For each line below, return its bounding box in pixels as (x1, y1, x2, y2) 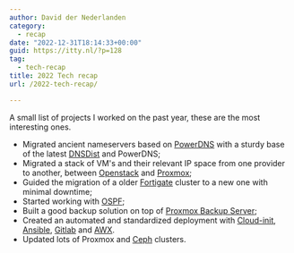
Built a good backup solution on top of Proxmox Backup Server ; (22, 205, 257, 215)
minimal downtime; (22, 186, 92, 197)
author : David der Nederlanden (9, 13, 126, 22)
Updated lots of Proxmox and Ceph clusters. (22, 233, 186, 244)
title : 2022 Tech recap (9, 72, 99, 80)
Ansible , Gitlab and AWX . (22, 224, 115, 235)
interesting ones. (9, 122, 72, 132)
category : (9, 21, 47, 30)
